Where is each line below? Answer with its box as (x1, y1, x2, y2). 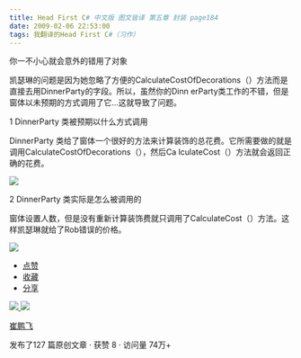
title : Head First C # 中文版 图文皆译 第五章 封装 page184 (9, 13, 218, 22)
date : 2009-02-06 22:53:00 (9, 22, 111, 31)
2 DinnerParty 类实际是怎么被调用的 (9, 194, 142, 205)
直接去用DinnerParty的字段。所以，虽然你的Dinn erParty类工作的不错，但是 (9, 86, 289, 97)
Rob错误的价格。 (64, 224, 127, 235)
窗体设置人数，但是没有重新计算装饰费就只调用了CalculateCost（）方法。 (9, 213, 282, 224)
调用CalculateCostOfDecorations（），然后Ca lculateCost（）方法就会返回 (9, 147, 284, 157)
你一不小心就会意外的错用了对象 (9, 56, 128, 67)
